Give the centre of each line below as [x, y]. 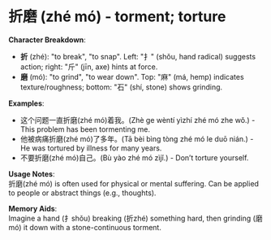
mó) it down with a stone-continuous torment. [85, 227]
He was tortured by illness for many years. [91, 148]
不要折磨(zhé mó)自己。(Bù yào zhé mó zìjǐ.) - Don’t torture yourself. [134, 157]
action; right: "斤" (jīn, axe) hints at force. [89, 67]
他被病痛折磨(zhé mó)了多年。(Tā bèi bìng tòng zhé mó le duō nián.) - [137, 138]
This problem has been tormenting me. [85, 129]
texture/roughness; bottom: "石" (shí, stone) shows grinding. [121, 87]
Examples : [26, 103]
